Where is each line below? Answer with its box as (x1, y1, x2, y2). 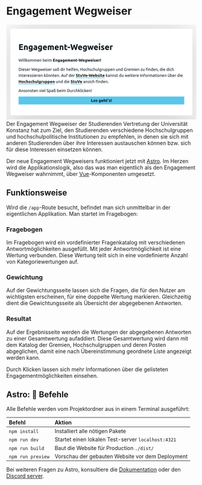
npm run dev (8, 437, 39, 443)
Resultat (6, 314, 31, 323)
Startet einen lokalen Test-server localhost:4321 (54, 436, 177, 443)
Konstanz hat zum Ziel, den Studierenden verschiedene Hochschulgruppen (6, 127, 193, 134)
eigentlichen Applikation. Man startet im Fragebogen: (6, 210, 138, 217)
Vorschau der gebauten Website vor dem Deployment (54, 452, 188, 460)
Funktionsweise (6, 188, 68, 198)
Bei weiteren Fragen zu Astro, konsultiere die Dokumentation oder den (6, 466, 181, 474)
